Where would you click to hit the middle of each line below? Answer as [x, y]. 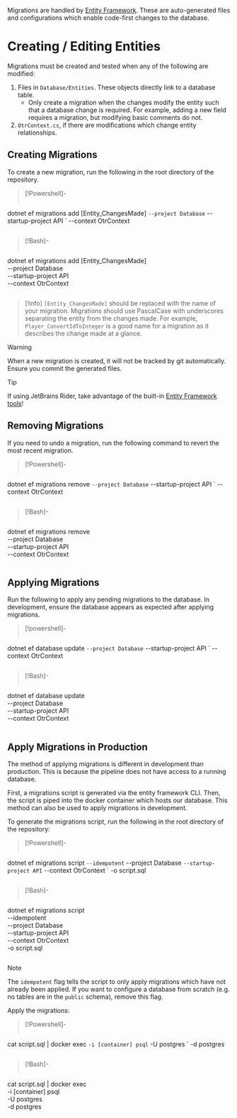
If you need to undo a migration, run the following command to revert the [113, 443]
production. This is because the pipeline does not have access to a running [117, 772]
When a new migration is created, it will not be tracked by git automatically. [117, 360]
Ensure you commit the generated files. [65, 368]
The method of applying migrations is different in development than [105, 764]
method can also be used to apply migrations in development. [97, 808]
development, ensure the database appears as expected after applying [111, 607]
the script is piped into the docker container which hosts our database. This [117, 800]
